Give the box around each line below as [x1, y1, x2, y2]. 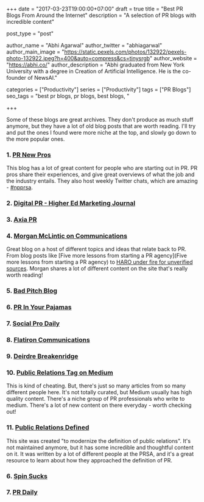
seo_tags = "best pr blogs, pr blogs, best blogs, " [6, 93, 130, 99]
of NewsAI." [27, 74, 58, 81]
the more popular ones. [6, 135, 65, 143]
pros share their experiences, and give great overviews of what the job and [6, 171, 195, 179]
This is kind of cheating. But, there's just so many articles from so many [6, 382, 186, 389]
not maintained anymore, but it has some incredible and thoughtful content [6, 444, 194, 451]
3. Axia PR [6, 216, 37, 224]
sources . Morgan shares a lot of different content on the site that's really [6, 265, 188, 272]
